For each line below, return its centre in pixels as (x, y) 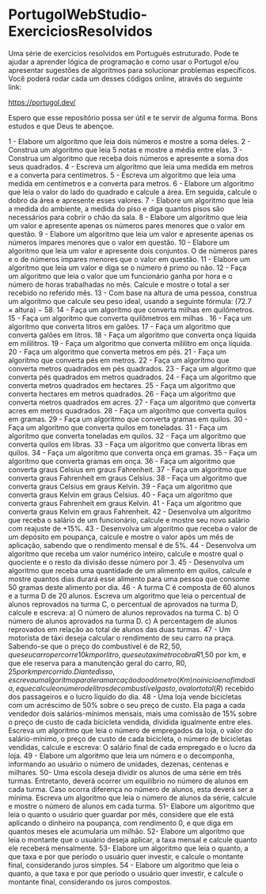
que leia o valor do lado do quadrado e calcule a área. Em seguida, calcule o (133, 192)
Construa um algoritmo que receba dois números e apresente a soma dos (129, 158)
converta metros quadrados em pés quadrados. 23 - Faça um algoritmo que (132, 368)
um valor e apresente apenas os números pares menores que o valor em (127, 225)
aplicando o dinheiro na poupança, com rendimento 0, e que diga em (121, 823)
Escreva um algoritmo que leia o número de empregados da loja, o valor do (131, 730)
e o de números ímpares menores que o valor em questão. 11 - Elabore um (129, 259)
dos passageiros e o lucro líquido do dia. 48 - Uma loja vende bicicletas (125, 696)
